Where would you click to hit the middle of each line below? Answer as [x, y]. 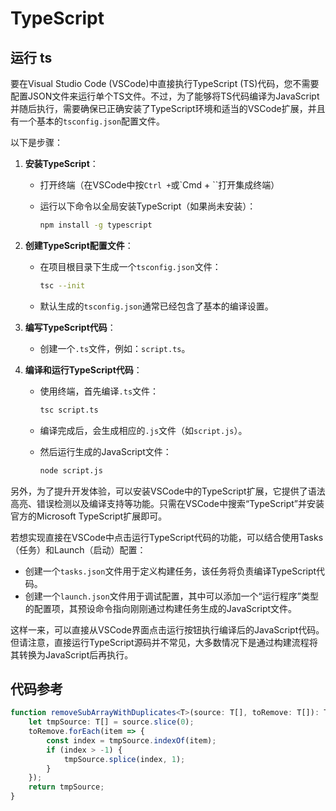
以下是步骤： [36, 142]
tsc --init [62, 285]
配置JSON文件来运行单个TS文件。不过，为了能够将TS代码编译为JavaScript [165, 96]
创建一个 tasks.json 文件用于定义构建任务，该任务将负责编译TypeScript [170, 571]
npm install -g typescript [96, 225]
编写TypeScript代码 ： [70, 327]
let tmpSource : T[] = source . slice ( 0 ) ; [111, 722]
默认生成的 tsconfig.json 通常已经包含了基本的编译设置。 [156, 306]
